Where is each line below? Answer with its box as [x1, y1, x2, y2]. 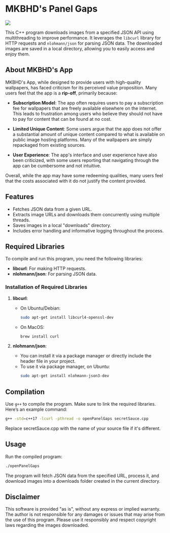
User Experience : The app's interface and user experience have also [12, 152, 157, 158]
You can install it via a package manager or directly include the [20, 353, 152, 359]
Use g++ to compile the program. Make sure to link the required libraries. [5, 401, 156, 407]
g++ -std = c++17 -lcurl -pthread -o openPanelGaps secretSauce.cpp [5, 416, 149, 421]
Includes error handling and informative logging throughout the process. [12, 227, 164, 234]
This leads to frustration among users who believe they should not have [12, 110, 163, 117]
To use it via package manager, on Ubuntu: [20, 363, 110, 370]
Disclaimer [5, 493, 40, 502]
